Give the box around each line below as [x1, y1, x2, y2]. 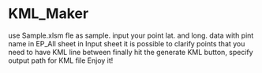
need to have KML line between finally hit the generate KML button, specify [8, 47, 254, 57]
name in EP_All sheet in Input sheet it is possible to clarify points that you [8, 38, 245, 48]
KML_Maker [8, 5, 89, 23]
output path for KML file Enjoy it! [8, 56, 114, 65]
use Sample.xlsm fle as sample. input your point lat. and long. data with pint [8, 31, 254, 40]
